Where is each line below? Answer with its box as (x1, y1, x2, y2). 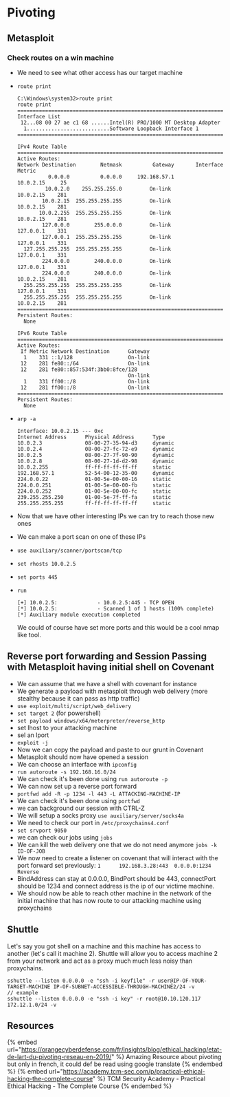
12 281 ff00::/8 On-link (20, 384, 150, 391)
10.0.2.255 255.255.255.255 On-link (38, 209, 172, 216)
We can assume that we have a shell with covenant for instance (16, 679, 197, 688)
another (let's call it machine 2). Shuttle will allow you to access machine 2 (7, 949, 218, 957)
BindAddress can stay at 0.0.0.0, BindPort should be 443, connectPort (16, 874, 216, 882)
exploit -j (16, 739, 49, 746)
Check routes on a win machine (7, 53, 115, 63)
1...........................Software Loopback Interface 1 (23, 125, 199, 132)
